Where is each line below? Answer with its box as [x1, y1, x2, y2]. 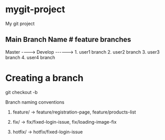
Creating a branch [5, 72, 84, 84]
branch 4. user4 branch [5, 54, 55, 60]
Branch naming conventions [5, 99, 65, 105]
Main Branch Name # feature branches [5, 35, 132, 44]
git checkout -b [5, 89, 38, 95]
